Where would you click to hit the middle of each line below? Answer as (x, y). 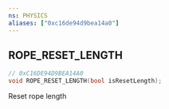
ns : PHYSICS (28, 16)
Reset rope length (37, 96)
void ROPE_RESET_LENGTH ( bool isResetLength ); (85, 81)
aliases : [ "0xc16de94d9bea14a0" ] (64, 23)
